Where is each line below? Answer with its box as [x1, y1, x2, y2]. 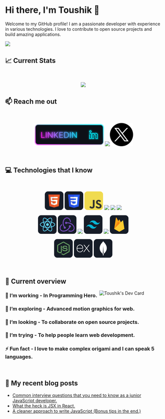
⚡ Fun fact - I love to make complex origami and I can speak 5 [5, 345, 155, 352]
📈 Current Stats [5, 56, 56, 65]
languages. [5, 354, 33, 361]
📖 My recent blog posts [5, 379, 78, 388]
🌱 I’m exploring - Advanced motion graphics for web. [5, 305, 135, 312]
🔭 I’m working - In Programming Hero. [5, 292, 98, 299]
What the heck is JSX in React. [12, 403, 75, 409]
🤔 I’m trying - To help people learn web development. [5, 332, 135, 339]
